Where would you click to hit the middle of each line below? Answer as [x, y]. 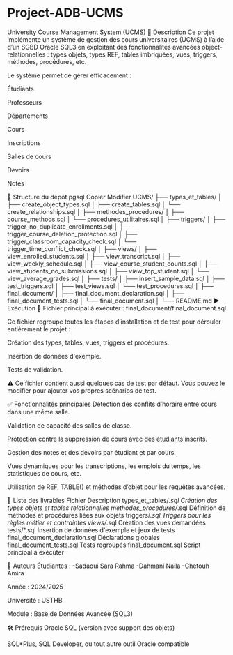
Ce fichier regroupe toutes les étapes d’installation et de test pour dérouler [114, 322]
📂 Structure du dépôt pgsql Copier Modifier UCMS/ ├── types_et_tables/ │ [115, 197]
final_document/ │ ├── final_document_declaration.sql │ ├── [96, 293]
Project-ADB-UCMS [65, 13]
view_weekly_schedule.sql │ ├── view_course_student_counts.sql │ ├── [112, 264]
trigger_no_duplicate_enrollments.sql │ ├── [70, 226]
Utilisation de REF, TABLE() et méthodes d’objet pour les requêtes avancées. [116, 487]
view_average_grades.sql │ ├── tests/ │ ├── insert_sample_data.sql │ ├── [116, 278]
